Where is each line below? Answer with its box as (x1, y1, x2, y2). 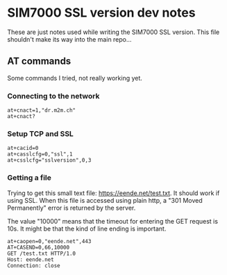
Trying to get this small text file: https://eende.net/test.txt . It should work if (7, 189, 220, 197)
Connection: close (7, 262, 60, 269)
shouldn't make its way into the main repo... (7, 35, 132, 43)
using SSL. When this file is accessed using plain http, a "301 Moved (7, 196, 203, 204)
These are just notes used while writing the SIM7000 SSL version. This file (7, 28, 220, 36)
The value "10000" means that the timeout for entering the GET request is (7, 217, 219, 225)
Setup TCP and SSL (7, 128, 74, 138)
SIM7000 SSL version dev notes (7, 5, 196, 21)
